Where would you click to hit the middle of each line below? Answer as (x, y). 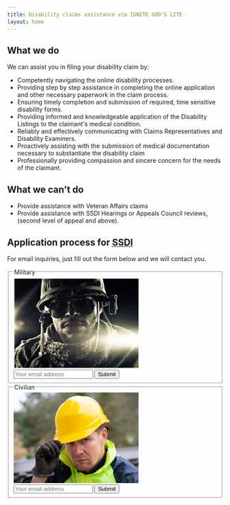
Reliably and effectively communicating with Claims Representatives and (120, 131)
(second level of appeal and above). (68, 221)
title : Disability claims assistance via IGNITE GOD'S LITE (95, 14)
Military (25, 272)
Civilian (25, 387)
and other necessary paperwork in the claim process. (93, 95)
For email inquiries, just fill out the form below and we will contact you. (107, 258)
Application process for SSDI (70, 242)
